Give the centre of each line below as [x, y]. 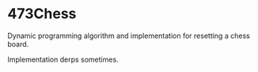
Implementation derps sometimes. [63, 59]
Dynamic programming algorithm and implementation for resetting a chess [129, 36]
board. [18, 44]
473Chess [42, 14]
